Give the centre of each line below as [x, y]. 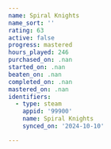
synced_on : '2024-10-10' [63, 126]
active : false [32, 38]
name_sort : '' [32, 23]
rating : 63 [26, 30]
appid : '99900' [48, 112]
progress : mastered [40, 45]
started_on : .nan [37, 67]
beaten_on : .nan [35, 74]
